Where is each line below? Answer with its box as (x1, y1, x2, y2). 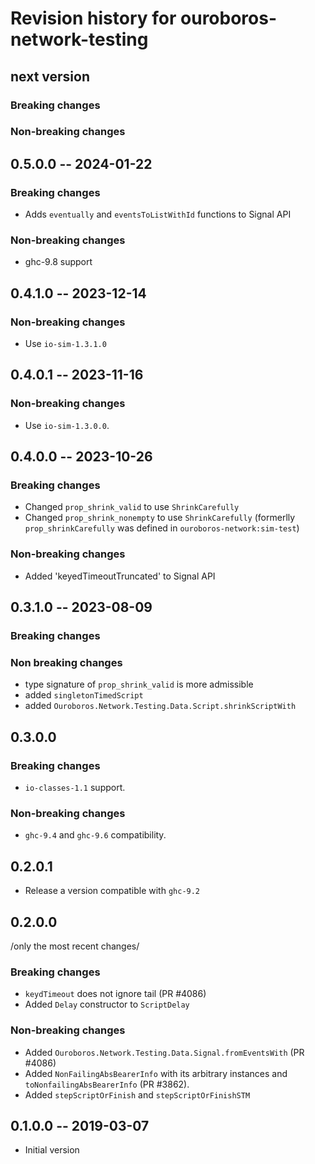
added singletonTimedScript (24, 689, 144, 701)
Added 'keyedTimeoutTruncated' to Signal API (24, 570, 216, 582)
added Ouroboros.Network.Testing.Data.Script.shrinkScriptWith (24, 700, 297, 712)
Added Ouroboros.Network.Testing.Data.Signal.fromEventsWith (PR (24, 1046, 305, 1058)
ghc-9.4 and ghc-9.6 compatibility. (24, 829, 167, 841)
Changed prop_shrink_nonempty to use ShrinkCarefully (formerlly (24, 512, 296, 524)
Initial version (24, 1144, 80, 1156)
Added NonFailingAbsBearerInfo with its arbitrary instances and (24, 1067, 288, 1079)
